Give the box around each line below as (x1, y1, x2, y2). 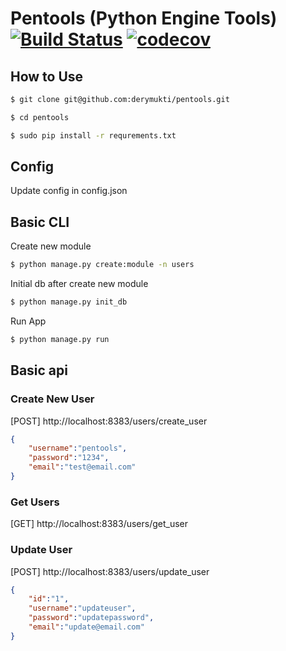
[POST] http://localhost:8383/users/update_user (10, 565, 210, 577)
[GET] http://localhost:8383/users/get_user (10, 518, 189, 530)
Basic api (10, 362, 68, 379)
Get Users (10, 495, 60, 509)
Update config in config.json (10, 185, 128, 197)
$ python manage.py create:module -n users (10, 260, 195, 270)
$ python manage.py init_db (10, 297, 128, 307)
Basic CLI (10, 213, 70, 231)
